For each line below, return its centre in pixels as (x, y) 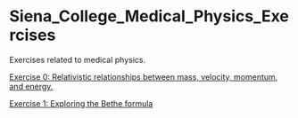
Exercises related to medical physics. (77, 59)
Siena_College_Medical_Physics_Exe (149, 16)
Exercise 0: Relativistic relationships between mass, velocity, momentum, (144, 76)
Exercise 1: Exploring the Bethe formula (81, 103)
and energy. (31, 86)
